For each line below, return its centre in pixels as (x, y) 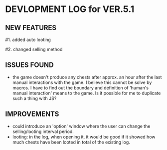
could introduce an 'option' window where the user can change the (81, 126)
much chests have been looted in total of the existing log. (71, 142)
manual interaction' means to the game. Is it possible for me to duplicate (86, 93)
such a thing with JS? (34, 98)
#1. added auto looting (28, 39)
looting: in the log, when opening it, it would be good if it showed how (84, 136)
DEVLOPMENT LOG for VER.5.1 (70, 9)
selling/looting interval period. (43, 131)
